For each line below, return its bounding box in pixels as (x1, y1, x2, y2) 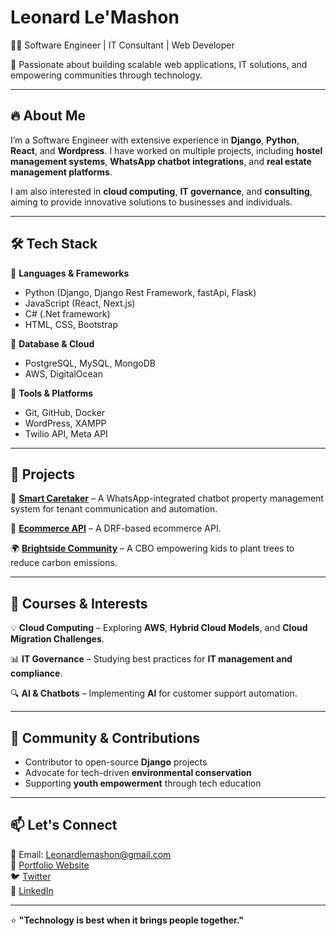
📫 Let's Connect (10, 817, 118, 834)
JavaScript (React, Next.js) (24, 297, 136, 309)
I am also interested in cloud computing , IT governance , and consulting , (10, 185, 313, 197)
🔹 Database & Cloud (10, 337, 95, 350)
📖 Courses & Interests (10, 595, 148, 612)
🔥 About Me (10, 107, 86, 125)
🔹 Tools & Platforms (10, 387, 94, 399)
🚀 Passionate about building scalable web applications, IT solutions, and (10, 58, 308, 70)
